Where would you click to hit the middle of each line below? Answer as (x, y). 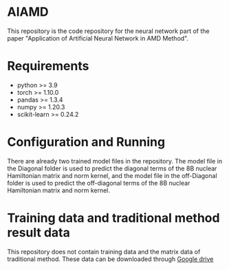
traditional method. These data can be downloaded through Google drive (110, 259)
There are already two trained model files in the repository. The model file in (115, 161)
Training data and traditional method (113, 218)
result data (39, 233)
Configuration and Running (86, 142)
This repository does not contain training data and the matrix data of (104, 251)
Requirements (48, 66)
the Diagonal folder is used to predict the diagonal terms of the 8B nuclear (112, 168)
